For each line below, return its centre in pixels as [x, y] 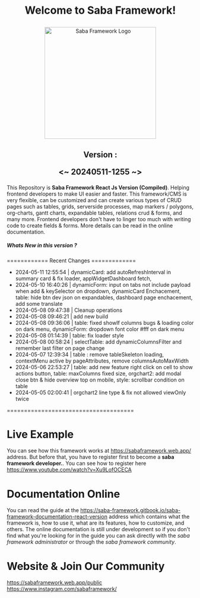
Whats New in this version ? [42, 246]
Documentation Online [64, 494]
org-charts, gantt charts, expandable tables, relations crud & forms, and [95, 213]
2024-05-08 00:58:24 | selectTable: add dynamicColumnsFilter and [98, 342]
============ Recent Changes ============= [72, 261]
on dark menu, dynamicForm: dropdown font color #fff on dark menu [100, 329]
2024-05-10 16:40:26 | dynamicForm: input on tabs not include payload [103, 284]
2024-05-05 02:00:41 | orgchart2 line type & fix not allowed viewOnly [101, 392]
